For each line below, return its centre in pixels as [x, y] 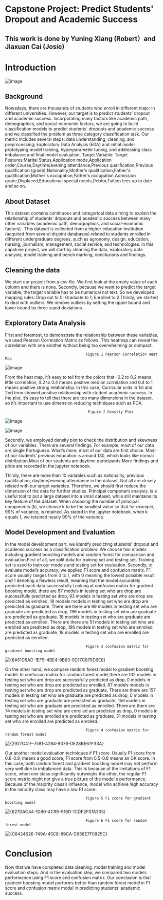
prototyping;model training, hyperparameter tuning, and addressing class [79, 150]
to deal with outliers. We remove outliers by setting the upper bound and [78, 302]
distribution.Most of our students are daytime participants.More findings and [82, 461]
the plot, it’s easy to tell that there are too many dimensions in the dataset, [79, 398]
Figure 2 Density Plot [111, 412]
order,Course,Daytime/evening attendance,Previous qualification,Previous [79, 165]
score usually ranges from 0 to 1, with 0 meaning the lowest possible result [80, 575]
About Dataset [27, 201]
